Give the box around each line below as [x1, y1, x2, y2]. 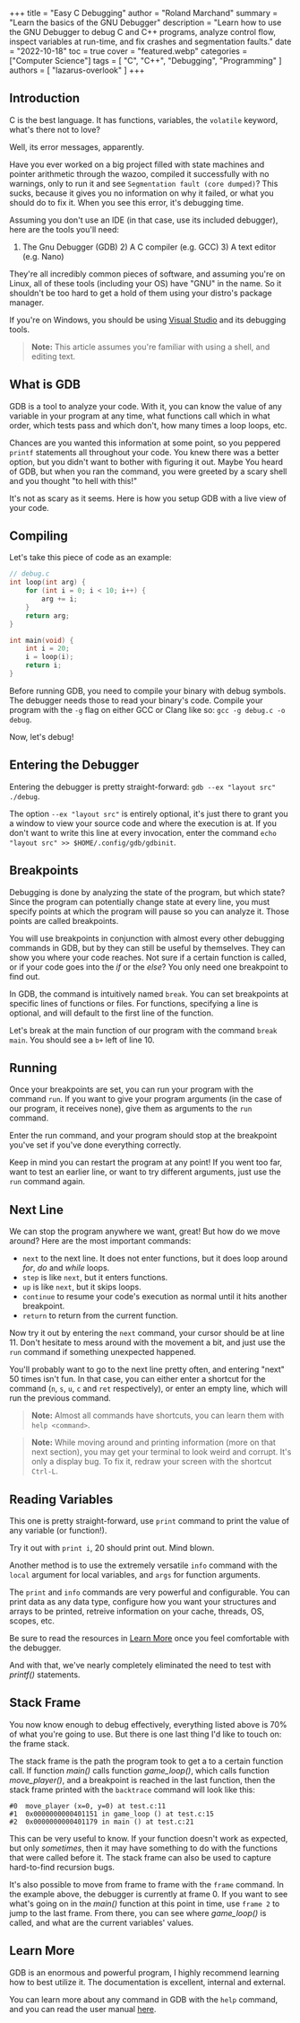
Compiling [9, 529, 69, 544]
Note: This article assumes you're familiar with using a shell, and [30, 341, 270, 352]
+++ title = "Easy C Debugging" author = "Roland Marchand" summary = [9, 8, 279, 18]
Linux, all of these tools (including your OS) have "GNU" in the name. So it [9, 277, 282, 288]
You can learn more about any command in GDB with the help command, [9, 1993, 279, 2005]
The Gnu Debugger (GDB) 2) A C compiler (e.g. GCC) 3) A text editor [21, 242, 277, 252]
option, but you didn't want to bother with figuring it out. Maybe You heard [9, 456, 284, 467]
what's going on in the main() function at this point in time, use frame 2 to [9, 1898, 280, 1909]
